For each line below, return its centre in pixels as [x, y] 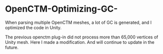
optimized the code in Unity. [33, 27]
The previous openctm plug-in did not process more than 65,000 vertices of [82, 37]
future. [12, 47]
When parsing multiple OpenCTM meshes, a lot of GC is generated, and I [79, 22]
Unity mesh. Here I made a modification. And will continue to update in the [80, 42]
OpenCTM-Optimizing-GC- [61, 9]
